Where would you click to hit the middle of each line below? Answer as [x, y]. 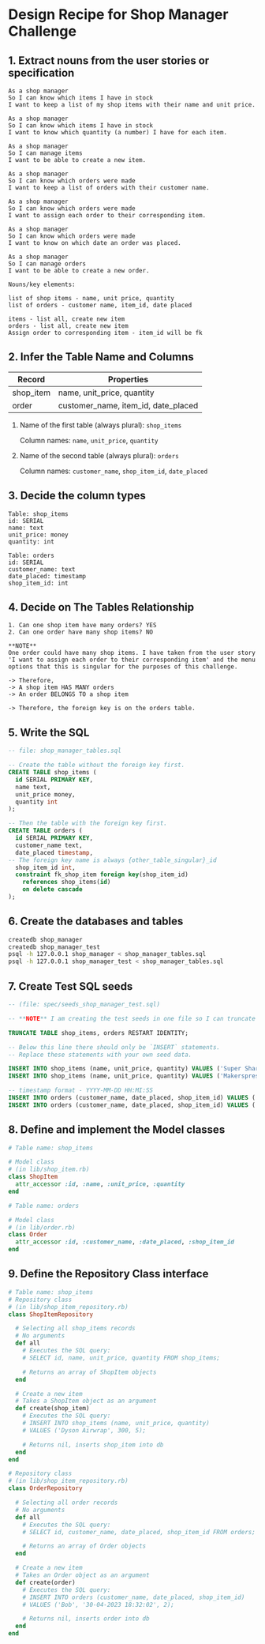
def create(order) [46, 1582]
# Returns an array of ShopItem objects [90, 1372]
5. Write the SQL [49, 732]
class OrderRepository [45, 1488]
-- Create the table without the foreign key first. [97, 765]
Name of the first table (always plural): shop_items [101, 425]
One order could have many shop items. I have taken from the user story [132, 653]
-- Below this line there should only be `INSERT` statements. [114, 1047]
